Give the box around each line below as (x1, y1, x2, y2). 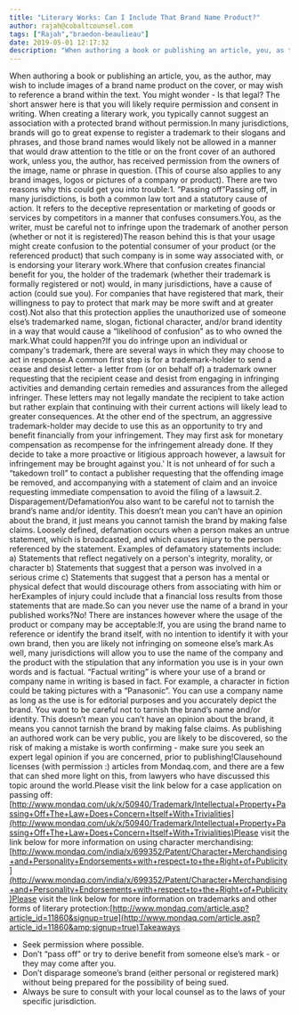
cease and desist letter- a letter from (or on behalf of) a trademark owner (9, 364, 278, 375)
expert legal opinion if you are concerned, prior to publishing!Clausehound (9, 751, 283, 762)
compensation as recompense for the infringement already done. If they (9, 440, 273, 451)
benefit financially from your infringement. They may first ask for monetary (9, 430, 284, 441)
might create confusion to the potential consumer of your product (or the (9, 241, 276, 252)
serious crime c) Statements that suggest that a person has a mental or (9, 572, 270, 583)
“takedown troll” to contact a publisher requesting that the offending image (9, 468, 284, 479)
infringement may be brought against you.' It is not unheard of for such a (9, 459, 276, 469)
